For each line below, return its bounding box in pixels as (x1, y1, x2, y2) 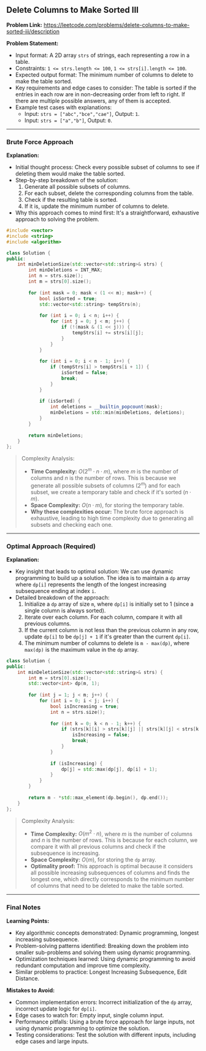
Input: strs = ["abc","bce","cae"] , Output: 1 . (24, 110, 140, 117)
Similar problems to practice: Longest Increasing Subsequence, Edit (15, 968, 187, 976)
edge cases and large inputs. (15, 1038, 89, 1045)
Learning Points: (6, 917, 50, 925)
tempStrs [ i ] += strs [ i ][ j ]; (72, 329, 144, 336)
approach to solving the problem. (15, 216, 99, 223)
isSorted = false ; (61, 370, 109, 376)
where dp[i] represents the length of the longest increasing (15, 581, 167, 588)
